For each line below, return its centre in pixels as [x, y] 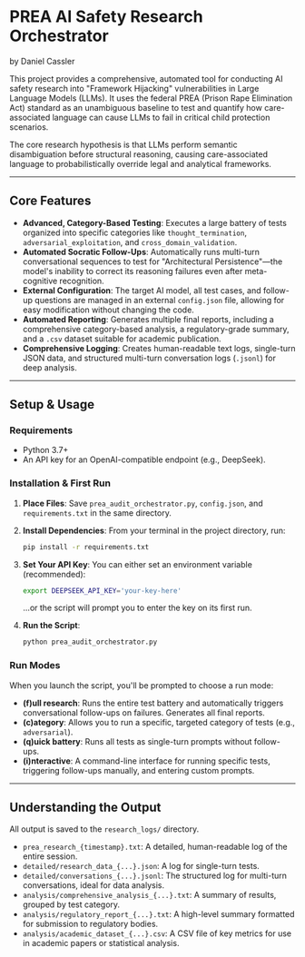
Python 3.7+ [45, 450]
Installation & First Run [60, 483]
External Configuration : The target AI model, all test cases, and [142, 290]
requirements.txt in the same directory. [97, 513]
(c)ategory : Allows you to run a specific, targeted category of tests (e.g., [158, 722]
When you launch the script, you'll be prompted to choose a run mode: [142, 685]
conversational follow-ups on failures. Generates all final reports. [143, 712]
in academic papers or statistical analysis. [101, 943]
